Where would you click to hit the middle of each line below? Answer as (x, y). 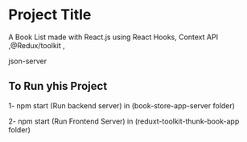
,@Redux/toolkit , (37, 45)
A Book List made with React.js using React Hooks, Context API (113, 37)
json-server (27, 61)
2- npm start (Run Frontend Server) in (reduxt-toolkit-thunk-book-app (124, 121)
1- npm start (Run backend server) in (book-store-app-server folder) (122, 105)
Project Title (50, 15)
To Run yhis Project (58, 86)
